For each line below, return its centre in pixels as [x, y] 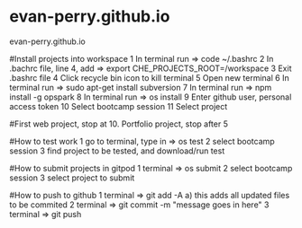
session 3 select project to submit [72, 178]
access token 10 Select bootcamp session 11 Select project [119, 106]
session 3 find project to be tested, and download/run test [117, 151]
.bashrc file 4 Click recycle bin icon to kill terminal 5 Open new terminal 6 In [150, 77]
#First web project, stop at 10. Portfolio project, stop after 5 [119, 124]
